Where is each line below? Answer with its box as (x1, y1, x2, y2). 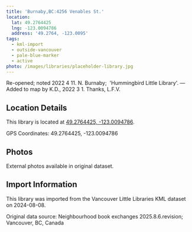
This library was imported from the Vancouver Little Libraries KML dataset (6, 195, 186, 202)
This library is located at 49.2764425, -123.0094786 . (6, 118, 135, 125)
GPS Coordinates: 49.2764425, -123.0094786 (6, 130, 118, 137)
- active (11, 58, 33, 64)
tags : (6, 36, 19, 42)
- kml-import (11, 42, 44, 48)
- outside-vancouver (11, 47, 62, 53)
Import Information (6, 180, 77, 190)
